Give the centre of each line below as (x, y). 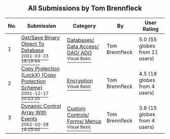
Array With (34, 112)
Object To (33, 44)
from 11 (148, 52)
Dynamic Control (41, 106)
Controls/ (78, 115)
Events (29, 119)
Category (84, 26)
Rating (151, 29)
